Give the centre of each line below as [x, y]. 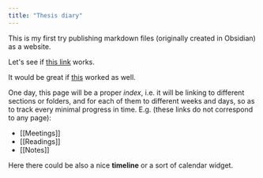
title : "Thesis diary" [45, 15]
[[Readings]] [40, 141]
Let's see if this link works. [51, 62]
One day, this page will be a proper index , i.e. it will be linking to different [126, 93]
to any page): [30, 117]
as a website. [30, 46]
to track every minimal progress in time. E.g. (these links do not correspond [131, 109]
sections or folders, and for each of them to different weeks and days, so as [131, 100]
